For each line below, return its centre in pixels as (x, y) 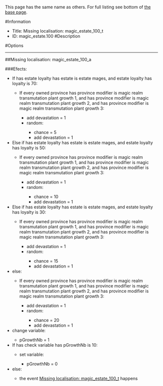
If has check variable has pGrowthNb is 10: (55, 345)
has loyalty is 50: (29, 148)
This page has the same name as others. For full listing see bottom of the (78, 7)
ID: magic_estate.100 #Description (46, 36)
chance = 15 (46, 261)
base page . (16, 12)
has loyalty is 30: (29, 212)
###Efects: (16, 69)
